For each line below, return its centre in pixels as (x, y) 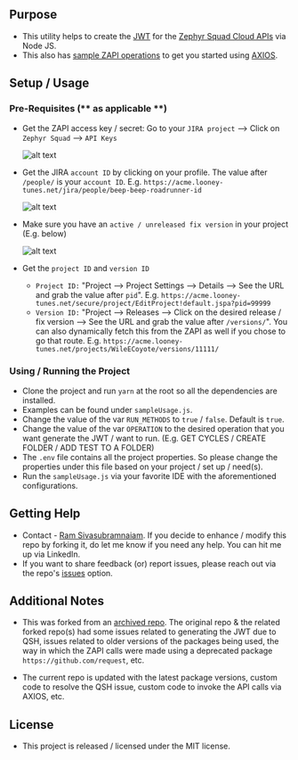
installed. (39, 400)
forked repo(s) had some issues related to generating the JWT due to (149, 632)
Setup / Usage (49, 83)
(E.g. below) (44, 233)
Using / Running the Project (70, 371)
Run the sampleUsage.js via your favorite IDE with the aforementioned (149, 475)
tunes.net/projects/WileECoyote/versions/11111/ (127, 349)
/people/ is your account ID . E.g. (82, 181)
